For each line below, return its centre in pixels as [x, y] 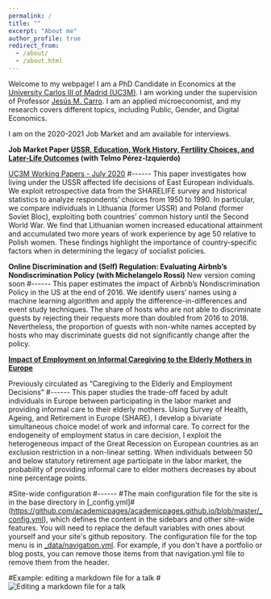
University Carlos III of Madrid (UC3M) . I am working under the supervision [133, 92]
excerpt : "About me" [43, 31]
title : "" [25, 23]
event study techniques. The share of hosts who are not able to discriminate [135, 309]
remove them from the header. [59, 562]
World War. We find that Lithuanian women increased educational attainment [135, 225]
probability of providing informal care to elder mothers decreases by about [132, 469]
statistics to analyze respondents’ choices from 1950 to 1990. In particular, [132, 199]
